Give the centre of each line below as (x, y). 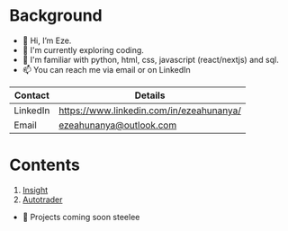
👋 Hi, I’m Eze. (47, 40)
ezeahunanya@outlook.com (117, 125)
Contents (45, 165)
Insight (35, 190)
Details (150, 95)
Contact (31, 95)
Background (56, 16)
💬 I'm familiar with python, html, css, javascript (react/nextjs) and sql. (150, 59)
